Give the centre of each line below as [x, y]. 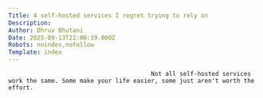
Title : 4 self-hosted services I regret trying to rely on [108, 15]
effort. [21, 88]
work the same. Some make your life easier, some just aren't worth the [131, 81]
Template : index [35, 52]
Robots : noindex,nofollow [51, 45]
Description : [30, 23]
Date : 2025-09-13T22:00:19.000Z [62, 38]
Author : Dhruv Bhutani [46, 30]
